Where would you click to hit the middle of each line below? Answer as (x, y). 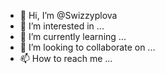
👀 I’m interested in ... (62, 26)
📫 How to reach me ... (66, 58)
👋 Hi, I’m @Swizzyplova (68, 15)
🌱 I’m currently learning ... (73, 36)
